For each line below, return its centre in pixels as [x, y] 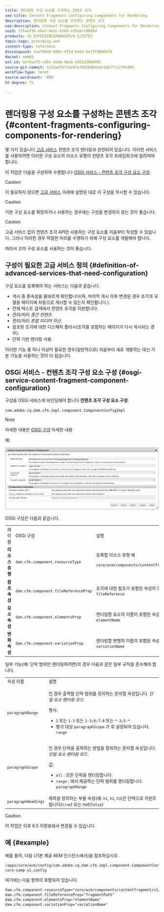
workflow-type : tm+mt [27, 72]
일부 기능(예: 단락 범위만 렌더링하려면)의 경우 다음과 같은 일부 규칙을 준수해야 [78, 664]
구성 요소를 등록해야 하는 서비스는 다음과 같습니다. [53, 286]
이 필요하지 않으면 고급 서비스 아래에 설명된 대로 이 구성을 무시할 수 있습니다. [78, 192]
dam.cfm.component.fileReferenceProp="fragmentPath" [60, 895]
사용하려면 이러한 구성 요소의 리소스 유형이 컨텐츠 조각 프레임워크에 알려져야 [82, 156]
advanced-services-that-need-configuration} [77, 274]
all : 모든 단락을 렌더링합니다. [84, 775]
